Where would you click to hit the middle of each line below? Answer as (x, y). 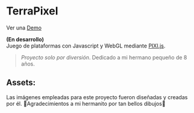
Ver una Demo (24, 28)
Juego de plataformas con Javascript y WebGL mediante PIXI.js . (86, 46)
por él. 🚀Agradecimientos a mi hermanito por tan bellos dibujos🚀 (86, 103)
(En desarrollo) (25, 39)
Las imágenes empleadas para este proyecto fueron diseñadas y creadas (97, 97)
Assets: (21, 83)
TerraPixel (32, 11)
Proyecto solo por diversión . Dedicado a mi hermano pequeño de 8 (104, 57)
